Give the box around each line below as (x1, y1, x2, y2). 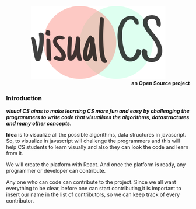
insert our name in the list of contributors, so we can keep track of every (6, 191, 180, 198)
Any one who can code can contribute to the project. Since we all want (6, 179, 176, 186)
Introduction (6, 94, 42, 102)
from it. (6, 150, 23, 157)
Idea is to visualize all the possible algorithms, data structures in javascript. (6, 131, 187, 138)
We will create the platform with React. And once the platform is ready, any (6, 161, 186, 168)
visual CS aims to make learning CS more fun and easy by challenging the (6, 107, 190, 114)
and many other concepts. (6, 120, 72, 127)
